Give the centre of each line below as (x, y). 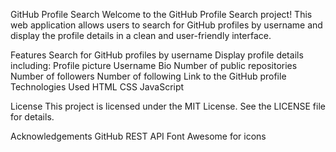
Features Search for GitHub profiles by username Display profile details (157, 55)
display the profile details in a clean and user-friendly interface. (141, 35)
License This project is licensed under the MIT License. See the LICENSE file (168, 106)
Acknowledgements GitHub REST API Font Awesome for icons (138, 136)
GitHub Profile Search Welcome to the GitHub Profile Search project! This (161, 14)
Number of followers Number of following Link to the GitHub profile (148, 76)
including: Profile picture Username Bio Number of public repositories (154, 65)
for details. (32, 117)
